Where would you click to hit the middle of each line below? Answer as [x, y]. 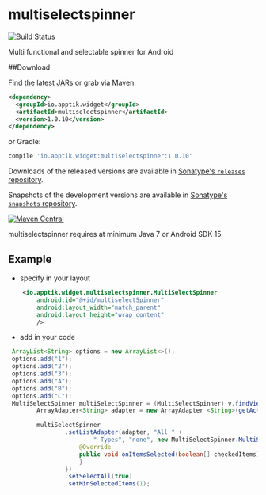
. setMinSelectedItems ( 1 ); [107, 484]
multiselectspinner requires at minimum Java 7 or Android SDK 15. [116, 234]
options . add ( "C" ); [42, 396]
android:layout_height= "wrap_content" [101, 314]
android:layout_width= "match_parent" [99, 307]
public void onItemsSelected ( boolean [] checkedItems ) [169, 454]
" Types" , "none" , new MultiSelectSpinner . [166, 440]
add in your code [47, 337]
